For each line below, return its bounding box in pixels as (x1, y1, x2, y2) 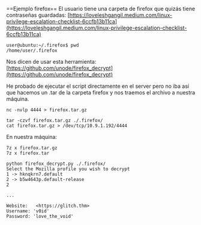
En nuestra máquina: (6, 134, 57, 140)
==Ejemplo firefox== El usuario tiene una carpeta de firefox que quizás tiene (6, 5, 196, 12)
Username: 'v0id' (6, 208, 50, 214)
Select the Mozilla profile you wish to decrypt (6, 166, 130, 172)
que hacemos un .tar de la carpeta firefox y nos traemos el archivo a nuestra (6, 89, 196, 96)
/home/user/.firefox (6, 48, 58, 54)
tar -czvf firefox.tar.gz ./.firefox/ (6, 117, 103, 123)
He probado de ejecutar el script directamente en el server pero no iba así (6, 82, 190, 90)
